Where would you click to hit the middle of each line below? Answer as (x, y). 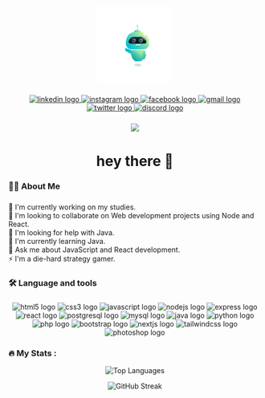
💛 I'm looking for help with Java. (61, 232)
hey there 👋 (135, 161)
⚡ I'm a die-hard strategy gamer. (62, 258)
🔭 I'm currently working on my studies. (72, 207)
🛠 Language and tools (53, 282)
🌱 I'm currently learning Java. (57, 241)
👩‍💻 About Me (34, 186)
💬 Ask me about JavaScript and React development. (94, 250)
